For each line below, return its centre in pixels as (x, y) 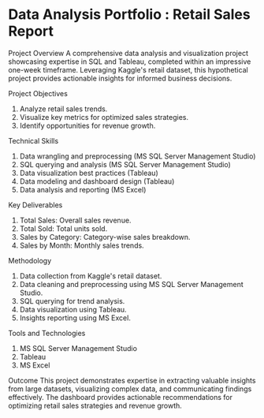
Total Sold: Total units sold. (63, 228)
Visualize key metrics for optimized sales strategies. (104, 117)
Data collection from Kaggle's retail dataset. (91, 276)
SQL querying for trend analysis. (72, 300)
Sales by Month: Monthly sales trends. (82, 245)
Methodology (30, 260)
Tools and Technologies (47, 333)
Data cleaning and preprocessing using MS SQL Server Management (131, 284)
